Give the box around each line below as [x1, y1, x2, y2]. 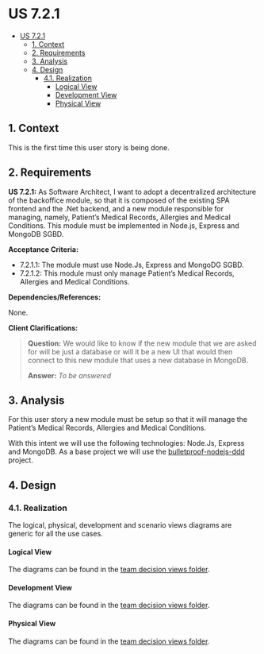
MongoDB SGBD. [8, 229, 64, 238]
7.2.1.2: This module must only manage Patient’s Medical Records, [19, 268, 235, 278]
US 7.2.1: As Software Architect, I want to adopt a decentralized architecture [8, 187, 256, 196]
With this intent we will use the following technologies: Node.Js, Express [8, 439, 245, 448]
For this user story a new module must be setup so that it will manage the [8, 415, 248, 424]
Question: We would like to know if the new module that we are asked [27, 339, 257, 348]
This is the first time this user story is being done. [8, 142, 170, 152]
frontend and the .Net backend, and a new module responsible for [8, 203, 224, 213]
